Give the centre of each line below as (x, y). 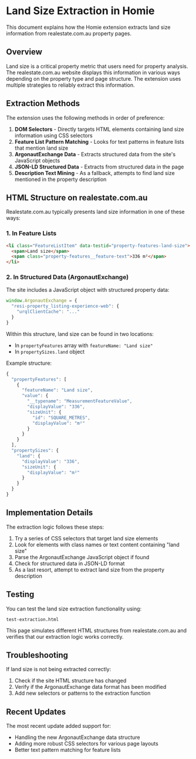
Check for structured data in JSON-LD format (70, 563)
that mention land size (41, 148)
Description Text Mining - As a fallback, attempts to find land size (94, 173)
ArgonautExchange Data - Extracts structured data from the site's (95, 154)
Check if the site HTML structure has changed (70, 681)
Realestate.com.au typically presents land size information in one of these (95, 212)
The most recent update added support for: (59, 726)
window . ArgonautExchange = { (42, 301)
